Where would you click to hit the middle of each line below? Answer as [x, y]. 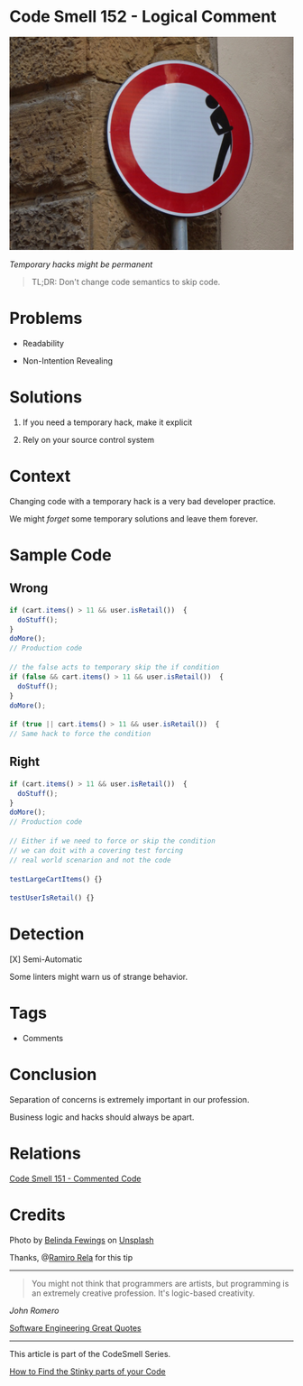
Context [40, 476]
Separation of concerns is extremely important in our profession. [129, 1100]
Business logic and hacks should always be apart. [102, 1117]
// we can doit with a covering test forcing [96, 850]
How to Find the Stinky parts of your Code [87, 1371]
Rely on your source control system [88, 439]
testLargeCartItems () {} [56, 879]
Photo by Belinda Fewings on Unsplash [82, 1240]
